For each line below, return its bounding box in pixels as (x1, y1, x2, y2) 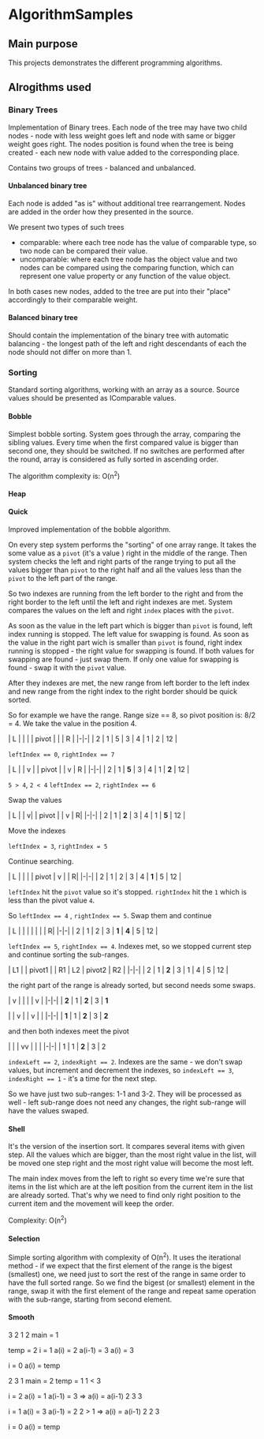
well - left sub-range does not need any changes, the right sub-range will (8, 1098, 247, 1107)
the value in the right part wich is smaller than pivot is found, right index (8, 638, 243, 647)
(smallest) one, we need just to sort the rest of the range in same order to (8, 1269, 246, 1279)
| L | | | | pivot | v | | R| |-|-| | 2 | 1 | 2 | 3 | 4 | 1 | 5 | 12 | (8, 872, 182, 882)
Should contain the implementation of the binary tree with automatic (8, 330, 229, 341)
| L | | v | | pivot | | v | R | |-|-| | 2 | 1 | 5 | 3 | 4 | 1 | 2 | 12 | (8, 765, 190, 774)
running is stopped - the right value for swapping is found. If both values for (8, 646, 255, 656)
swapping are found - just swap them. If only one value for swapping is (8, 654, 239, 665)
